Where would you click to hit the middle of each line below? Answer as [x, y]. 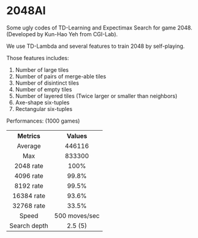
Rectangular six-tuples [44, 109]
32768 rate [29, 205]
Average [29, 146]
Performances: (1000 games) [43, 121]
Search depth [29, 226]
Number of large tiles [42, 70]
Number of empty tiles [44, 89]
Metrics [29, 136]
